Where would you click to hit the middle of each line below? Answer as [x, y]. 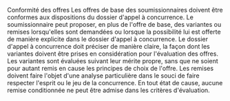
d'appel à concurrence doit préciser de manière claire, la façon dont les [108, 46]
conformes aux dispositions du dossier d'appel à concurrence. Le [101, 17]
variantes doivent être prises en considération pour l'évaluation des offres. [113, 54]
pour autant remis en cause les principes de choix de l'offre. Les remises [111, 68]
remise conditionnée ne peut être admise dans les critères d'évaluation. [108, 90]
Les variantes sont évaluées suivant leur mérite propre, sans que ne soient [113, 61]
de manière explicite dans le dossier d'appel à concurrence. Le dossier [108, 39]
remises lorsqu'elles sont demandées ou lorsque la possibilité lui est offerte [114, 32]
